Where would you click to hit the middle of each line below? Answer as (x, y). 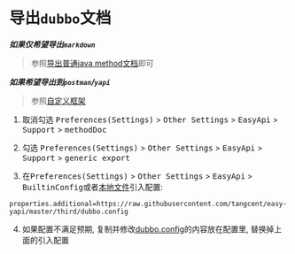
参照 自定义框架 (58, 100)
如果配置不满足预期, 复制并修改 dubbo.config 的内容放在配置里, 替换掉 (148, 229)
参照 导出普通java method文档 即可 (92, 63)
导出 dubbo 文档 (60, 18)
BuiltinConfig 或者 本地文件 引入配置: (93, 187)
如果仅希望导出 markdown (52, 44)
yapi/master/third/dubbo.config (69, 212)
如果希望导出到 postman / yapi (60, 81)
